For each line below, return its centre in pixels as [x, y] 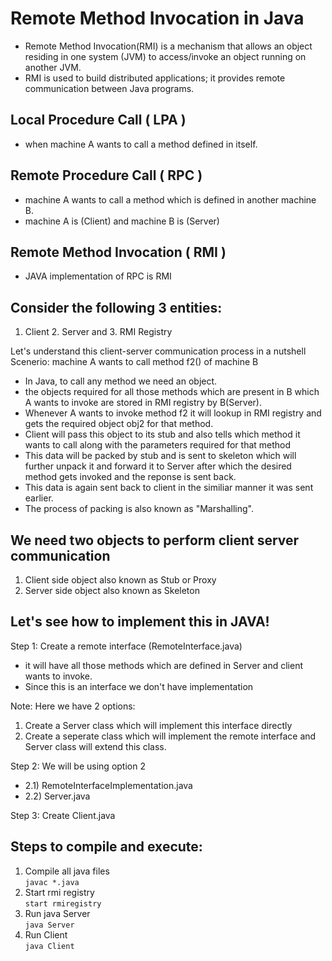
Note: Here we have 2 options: [73, 706]
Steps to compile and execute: [106, 847]
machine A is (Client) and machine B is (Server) [122, 221]
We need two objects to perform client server [155, 540]
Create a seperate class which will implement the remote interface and [170, 736]
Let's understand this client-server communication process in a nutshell [158, 351]
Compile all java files [67, 871]
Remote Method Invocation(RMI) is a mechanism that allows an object [168, 46]
